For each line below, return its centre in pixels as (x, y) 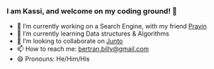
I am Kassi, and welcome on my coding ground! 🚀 (92, 11)
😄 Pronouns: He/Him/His (53, 59)
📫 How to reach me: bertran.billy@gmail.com (82, 49)
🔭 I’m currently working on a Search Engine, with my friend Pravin (112, 26)
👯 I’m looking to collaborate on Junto (70, 41)
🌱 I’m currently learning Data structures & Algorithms (93, 33)
